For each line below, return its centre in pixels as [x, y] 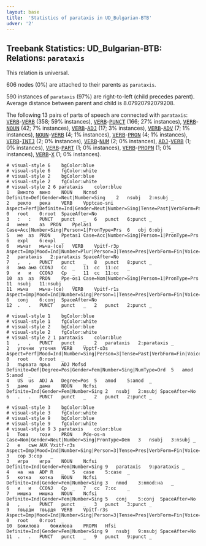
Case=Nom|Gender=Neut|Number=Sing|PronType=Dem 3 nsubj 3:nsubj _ [101, 440]
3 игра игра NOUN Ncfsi [52, 462]
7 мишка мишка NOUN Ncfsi [52, 494]
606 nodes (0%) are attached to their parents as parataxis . [81, 85]
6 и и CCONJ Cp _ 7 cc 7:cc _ [68, 489]
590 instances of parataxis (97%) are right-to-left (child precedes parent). [101, 97]
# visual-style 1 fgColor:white [52, 322]
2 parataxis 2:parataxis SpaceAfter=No [63, 257]
